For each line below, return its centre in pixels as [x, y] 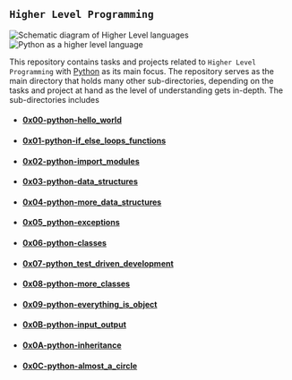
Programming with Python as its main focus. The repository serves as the [142, 71]
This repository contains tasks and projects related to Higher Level [133, 62]
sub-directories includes [55, 99]
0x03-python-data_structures [80, 182]
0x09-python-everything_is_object [90, 304]
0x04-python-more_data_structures [92, 202]
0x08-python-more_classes [76, 284]
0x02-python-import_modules [81, 161]
